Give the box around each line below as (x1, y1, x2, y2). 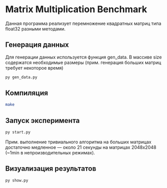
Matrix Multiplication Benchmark (5, 4, 148, 15)
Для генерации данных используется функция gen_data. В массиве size (5, 54, 162, 60)
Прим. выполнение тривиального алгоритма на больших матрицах (5, 139, 152, 145)
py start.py (5, 130, 31, 135)
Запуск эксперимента (5, 116, 80, 125)
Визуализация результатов (5, 164, 97, 173)
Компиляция (5, 89, 48, 98)
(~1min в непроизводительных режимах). (5, 150, 95, 155)
